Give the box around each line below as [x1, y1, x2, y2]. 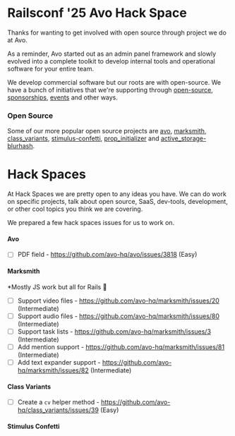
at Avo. [7, 35, 28, 44]
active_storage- [160, 134, 207, 143]
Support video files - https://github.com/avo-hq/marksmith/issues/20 [17, 296, 220, 305]
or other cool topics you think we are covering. [7, 205, 143, 213]
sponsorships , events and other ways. [7, 93, 119, 102]
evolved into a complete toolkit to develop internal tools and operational [7, 56, 215, 65]
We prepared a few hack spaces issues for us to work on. [7, 219, 175, 227]
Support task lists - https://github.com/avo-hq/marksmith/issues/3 [17, 327, 212, 336]
